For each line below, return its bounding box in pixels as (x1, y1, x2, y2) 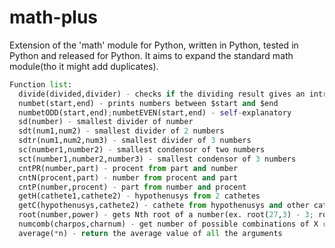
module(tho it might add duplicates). (9, 60, 159, 72)
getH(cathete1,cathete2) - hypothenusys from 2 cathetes (18, 191, 261, 201)
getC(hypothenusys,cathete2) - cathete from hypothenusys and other (18, 201, 310, 211)
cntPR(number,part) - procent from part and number (18, 163, 239, 173)
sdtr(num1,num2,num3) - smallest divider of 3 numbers (18, 136, 252, 146)
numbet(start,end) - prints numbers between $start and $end (18, 98, 279, 108)
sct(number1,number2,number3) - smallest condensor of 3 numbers (18, 154, 297, 164)
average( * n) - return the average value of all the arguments (18, 228, 283, 238)
